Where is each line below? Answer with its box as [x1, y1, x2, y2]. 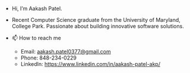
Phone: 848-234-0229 [20, 54, 77, 61]
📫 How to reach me [11, 35, 61, 41]
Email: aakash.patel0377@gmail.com [20, 48, 111, 55]
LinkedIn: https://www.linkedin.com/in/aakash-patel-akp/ [20, 61, 160, 67]
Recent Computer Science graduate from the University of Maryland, [11, 16, 181, 23]
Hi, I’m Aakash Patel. [11, 5, 62, 12]
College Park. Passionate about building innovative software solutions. [11, 23, 184, 29]
